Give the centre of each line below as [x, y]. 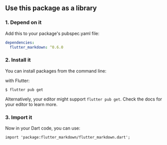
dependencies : [20, 42]
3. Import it [19, 117]
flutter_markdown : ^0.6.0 [37, 47]
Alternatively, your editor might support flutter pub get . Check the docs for [84, 99]
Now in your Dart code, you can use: [43, 128]
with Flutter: [17, 80]
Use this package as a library [51, 8]
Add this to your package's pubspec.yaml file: [52, 33]
